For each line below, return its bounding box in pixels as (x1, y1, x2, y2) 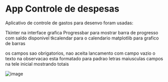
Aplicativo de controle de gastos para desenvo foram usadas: (5, 20, 134, 26)
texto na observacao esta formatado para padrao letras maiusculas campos (5, 55, 163, 61)
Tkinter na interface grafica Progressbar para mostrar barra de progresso (5, 29, 158, 35)
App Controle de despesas (5, 3, 120, 15)
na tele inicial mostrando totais (5, 61, 69, 67)
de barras (5, 40, 26, 46)
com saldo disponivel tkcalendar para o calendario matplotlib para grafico (5, 35, 159, 41)
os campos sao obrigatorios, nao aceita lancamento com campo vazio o (5, 50, 156, 56)
